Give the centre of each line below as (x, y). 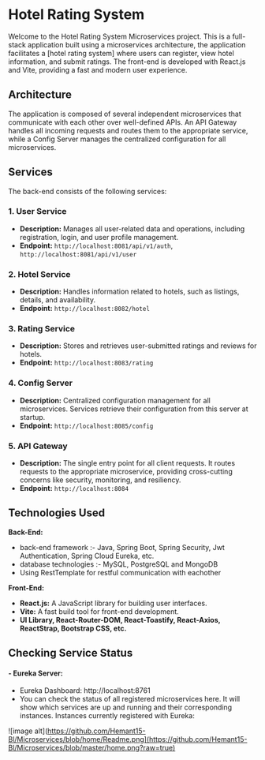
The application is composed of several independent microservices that (125, 114)
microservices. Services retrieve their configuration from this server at (134, 409)
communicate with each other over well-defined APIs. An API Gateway (123, 122)
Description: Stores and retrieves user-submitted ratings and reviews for (138, 346)
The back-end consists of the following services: (88, 191)
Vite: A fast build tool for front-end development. (99, 611)
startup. (32, 417)
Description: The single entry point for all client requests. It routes (127, 463)
